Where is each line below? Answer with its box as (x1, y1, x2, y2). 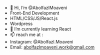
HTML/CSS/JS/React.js (9, 15, 58, 21)
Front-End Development (9, 10, 59, 16)
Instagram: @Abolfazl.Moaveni (9, 39, 73, 44)
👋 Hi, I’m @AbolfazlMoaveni (9, 5, 67, 10)
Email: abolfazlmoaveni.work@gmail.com (9, 44, 95, 50)
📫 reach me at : (9, 31, 43, 37)
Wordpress (9, 20, 33, 26)
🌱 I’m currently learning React (9, 26, 71, 32)
